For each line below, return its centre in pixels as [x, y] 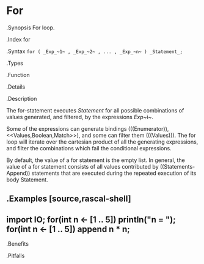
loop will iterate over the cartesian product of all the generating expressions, [102, 142]
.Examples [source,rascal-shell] [69, 199]
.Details [16, 87]
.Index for [18, 39]
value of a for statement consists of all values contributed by [82, 166]
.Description [22, 98]
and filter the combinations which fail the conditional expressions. [89, 148]
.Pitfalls [16, 256]
